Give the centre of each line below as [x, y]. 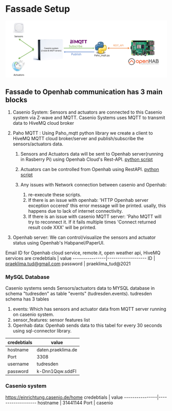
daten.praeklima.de [57, 349]
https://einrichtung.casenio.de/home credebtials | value [64, 397]
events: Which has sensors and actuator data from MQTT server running [90, 309]
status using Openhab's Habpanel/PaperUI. [59, 242]
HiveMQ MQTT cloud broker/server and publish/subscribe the [78, 138]
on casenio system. [33, 314]
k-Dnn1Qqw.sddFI [57, 371]
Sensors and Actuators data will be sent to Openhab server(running [92, 154]
